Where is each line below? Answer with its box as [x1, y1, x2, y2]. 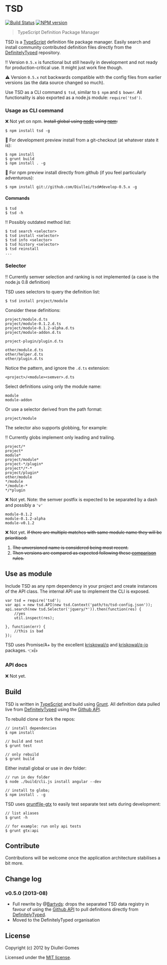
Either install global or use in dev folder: [5, 765, 87, 771]
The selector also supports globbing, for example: [5, 424, 108, 430]
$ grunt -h [5, 815, 28, 820]
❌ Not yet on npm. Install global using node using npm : [5, 118, 118, 124]
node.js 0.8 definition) [5, 279, 50, 285]
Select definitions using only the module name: [5, 383, 102, 389]
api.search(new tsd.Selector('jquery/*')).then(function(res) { [5, 607, 142, 612]
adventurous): [5, 175, 34, 181]
